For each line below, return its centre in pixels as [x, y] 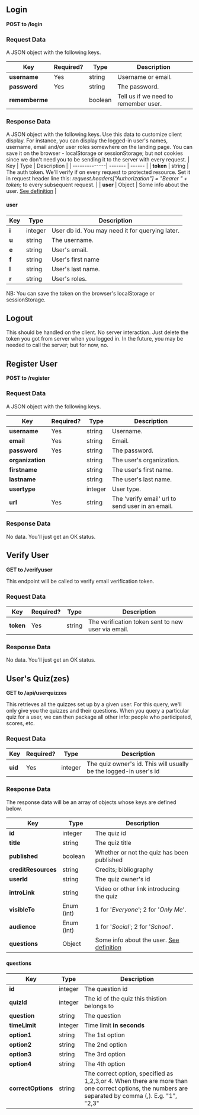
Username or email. [145, 77]
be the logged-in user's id [123, 771]
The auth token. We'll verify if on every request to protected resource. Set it [98, 172]
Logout [20, 318]
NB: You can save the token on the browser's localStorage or [81, 293]
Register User [32, 363]
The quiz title [113, 843]
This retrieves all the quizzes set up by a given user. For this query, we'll [94, 704]
